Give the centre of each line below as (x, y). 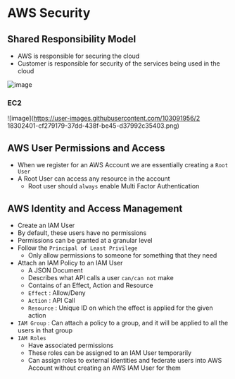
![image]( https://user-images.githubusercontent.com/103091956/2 (104, 119)
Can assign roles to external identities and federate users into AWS (125, 360)
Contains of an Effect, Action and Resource (90, 285)
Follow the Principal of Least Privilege (77, 248)
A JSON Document (55, 270)
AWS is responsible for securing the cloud (78, 56)
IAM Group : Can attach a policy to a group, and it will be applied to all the (123, 323)
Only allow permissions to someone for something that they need (122, 255)
